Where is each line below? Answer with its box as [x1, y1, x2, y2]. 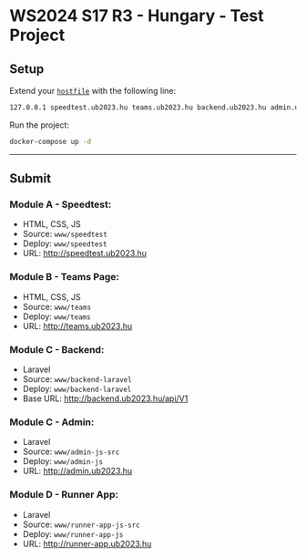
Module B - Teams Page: [9, 271, 120, 284]
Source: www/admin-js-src [22, 446, 120, 457]
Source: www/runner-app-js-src [22, 519, 140, 530]
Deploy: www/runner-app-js [22, 528, 124, 539]
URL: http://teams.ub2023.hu [22, 320, 133, 331]
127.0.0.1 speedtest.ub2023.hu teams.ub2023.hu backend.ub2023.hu [9, 103, 267, 112]
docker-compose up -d [9, 137, 92, 146]
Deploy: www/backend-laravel [22, 384, 132, 395]
